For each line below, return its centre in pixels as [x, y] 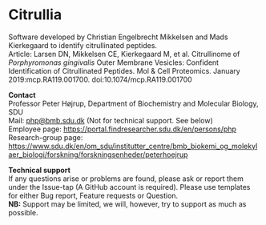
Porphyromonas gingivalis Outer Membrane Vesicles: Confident [113, 62]
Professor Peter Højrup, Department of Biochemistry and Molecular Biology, [133, 103]
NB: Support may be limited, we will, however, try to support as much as [127, 204]
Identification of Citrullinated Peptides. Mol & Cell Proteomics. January [124, 70]
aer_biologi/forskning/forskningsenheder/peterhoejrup [98, 155]
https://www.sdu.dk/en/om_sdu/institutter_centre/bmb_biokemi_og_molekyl [133, 146]
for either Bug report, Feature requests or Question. [93, 195]
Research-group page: [46, 137]
